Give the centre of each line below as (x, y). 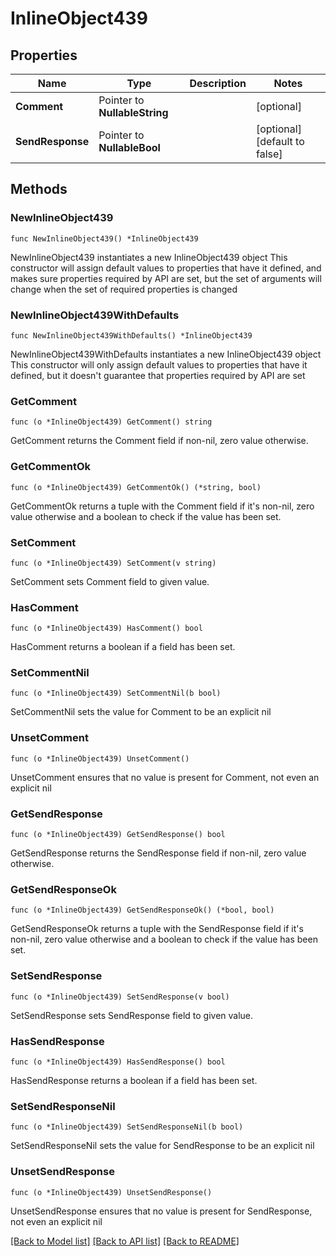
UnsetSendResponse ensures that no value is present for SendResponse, (161, 1211)
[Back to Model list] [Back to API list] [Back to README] (125, 1241)
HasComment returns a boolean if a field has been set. (123, 647)
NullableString (133, 112)
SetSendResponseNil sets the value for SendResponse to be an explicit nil (162, 1146)
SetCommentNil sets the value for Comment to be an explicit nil (141, 712)
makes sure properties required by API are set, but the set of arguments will (166, 278)
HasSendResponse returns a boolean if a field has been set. (134, 1080)
